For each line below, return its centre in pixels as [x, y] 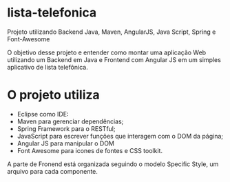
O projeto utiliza [53, 95]
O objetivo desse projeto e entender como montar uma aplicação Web [107, 52]
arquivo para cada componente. [53, 171]
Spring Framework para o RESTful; [66, 128]
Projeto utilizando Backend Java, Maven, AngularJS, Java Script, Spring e [112, 32]
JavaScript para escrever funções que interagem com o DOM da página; [120, 136]
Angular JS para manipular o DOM [66, 143]
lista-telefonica [52, 13]
